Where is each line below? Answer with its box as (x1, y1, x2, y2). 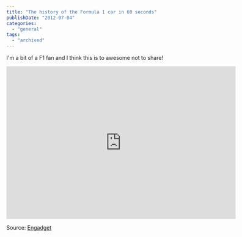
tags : (6, 32, 20, 38)
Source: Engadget (6, 224, 52, 231)
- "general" (12, 26, 43, 32)
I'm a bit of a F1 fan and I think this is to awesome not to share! (6, 54, 164, 61)
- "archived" (12, 37, 45, 43)
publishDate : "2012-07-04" (6, 15, 75, 21)
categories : (6, 20, 37, 26)
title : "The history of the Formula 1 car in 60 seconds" (6, 9, 157, 15)
